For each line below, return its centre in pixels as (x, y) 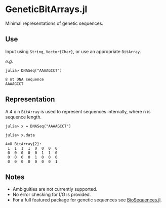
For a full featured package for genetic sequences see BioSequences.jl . (87, 200)
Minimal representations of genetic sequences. (54, 23)
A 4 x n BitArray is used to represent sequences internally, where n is (78, 111)
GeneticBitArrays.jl (46, 9)
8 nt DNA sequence (25, 79)
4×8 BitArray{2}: (24, 144)
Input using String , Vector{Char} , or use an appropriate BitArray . (73, 51)
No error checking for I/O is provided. (52, 195)
